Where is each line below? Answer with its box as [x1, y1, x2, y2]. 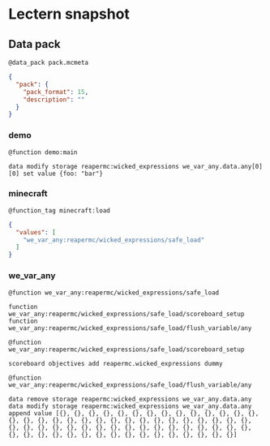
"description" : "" [23, 95, 85, 104]
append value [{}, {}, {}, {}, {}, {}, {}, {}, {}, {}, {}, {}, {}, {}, [8, 409, 259, 418]
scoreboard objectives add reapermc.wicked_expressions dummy [8, 359, 223, 367]
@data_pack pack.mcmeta [8, 58, 89, 66]
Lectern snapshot [8, 5, 130, 24]
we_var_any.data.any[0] [182, 162, 264, 170]
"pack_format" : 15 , [23, 88, 89, 96]
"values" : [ [15, 228, 57, 236]
